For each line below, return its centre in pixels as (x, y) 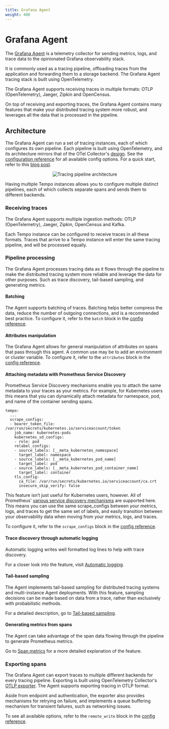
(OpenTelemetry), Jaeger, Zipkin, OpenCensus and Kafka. (65, 224)
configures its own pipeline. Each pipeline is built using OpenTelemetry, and (84, 148)
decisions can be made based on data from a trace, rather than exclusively (83, 598)
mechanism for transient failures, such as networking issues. (68, 706)
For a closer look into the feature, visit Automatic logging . (65, 564)
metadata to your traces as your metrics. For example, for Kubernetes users (84, 391)
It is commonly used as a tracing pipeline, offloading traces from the (76, 69)
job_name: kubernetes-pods (43, 433)
